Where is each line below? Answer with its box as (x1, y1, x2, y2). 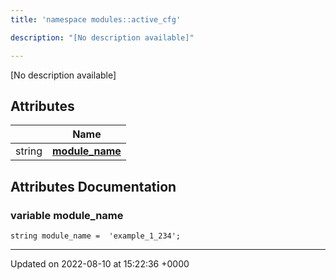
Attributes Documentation (10, 178, 177, 195)
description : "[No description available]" (10, 32, 195, 43)
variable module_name (10, 208, 124, 222)
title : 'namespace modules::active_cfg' (10, 14, 182, 25)
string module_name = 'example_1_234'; (10, 231, 182, 241)
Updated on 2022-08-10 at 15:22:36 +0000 (10, 258, 190, 270)
